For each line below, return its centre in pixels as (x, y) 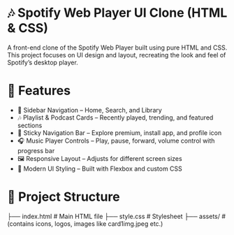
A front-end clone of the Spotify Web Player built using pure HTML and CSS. (117, 48)
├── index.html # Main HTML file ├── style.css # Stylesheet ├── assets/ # (116, 216)
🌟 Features (39, 91)
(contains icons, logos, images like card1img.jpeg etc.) (85, 223)
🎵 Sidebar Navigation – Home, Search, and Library (89, 110)
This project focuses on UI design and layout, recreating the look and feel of (117, 55)
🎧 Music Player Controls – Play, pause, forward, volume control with (116, 141)
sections (30, 125)
